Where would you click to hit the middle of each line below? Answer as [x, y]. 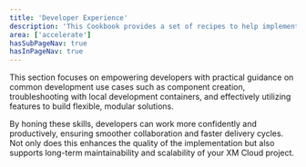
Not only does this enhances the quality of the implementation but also [142, 143]
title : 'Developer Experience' [69, 18]
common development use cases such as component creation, [127, 87]
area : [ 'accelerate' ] [51, 34]
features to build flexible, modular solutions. [92, 106]
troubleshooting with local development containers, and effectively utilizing [150, 97]
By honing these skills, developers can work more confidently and [133, 124]
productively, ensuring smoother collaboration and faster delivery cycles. [147, 133]
